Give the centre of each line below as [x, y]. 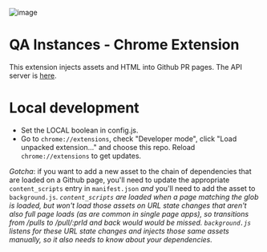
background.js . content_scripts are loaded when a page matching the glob [134, 197]
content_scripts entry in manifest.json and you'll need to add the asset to [132, 188]
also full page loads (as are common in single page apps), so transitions [129, 213]
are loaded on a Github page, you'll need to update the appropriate [119, 180]
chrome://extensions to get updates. [81, 156]
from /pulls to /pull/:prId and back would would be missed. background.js [130, 222]
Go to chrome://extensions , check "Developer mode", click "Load [129, 138]
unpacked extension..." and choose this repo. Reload [108, 147]
